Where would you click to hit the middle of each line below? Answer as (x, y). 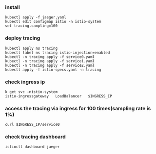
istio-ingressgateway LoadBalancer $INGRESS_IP (58, 96)
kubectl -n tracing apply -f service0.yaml (50, 57)
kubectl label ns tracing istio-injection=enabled (58, 53)
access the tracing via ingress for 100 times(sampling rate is (78, 108)
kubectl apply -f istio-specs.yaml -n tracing (53, 70)
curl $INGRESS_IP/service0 (32, 125)
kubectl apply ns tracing (31, 48)
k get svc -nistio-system (31, 92)
